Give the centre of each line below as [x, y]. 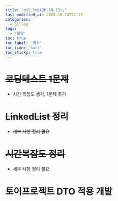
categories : [18, 19]
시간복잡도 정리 [35, 154]
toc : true [16, 39]
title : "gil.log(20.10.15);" [36, 10]
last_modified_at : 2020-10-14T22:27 [44, 15]
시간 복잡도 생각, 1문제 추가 [39, 94]
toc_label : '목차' [24, 43]
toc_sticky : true [24, 52]
